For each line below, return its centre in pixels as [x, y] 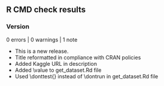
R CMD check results [46, 10]
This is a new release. [42, 51]
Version [18, 27]
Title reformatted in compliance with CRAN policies [78, 57]
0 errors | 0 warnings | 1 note [42, 39]
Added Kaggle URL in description [56, 63]
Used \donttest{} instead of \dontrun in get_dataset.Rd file [86, 76]
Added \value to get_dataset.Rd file [58, 70]
